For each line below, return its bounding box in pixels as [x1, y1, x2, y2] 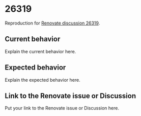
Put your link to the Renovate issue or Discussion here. [5, 105, 119, 111]
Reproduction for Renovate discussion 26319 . [5, 20, 100, 26]
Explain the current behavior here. [5, 48, 76, 54]
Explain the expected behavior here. [5, 77, 80, 83]
